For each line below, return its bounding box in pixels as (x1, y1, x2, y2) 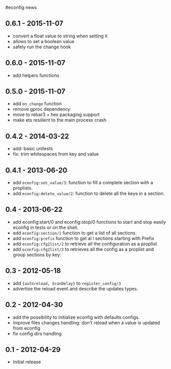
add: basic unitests (12, 146, 53, 152)
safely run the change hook (12, 44, 71, 50)
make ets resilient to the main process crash (12, 117, 107, 123)
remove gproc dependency (12, 106, 70, 112)
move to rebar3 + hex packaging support (12, 111, 100, 118)
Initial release (12, 359, 41, 365)
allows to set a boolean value (12, 38, 74, 44)
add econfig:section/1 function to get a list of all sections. (12, 229, 137, 236)
